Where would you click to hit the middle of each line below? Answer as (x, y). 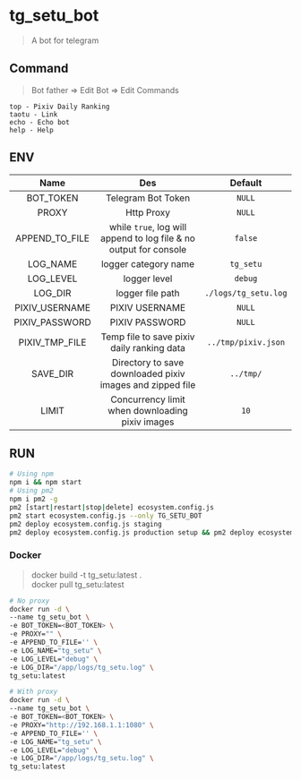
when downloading (147, 410)
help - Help (31, 130)
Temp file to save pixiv (148, 337)
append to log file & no (147, 238)
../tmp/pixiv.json (245, 342)
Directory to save (148, 362)
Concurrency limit (148, 399)
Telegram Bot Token (148, 198)
